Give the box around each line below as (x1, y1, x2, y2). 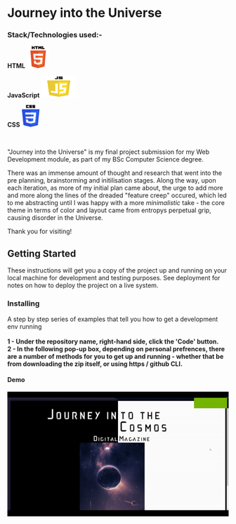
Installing (7, 299, 40, 308)
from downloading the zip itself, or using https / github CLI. (7, 360, 183, 368)
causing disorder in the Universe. (7, 214, 103, 222)
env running (7, 322, 42, 331)
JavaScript (7, 91, 40, 100)
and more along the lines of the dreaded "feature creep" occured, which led (7, 191, 227, 199)
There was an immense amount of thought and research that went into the (7, 169, 223, 177)
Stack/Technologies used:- (7, 30, 103, 40)
